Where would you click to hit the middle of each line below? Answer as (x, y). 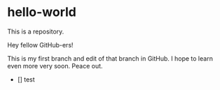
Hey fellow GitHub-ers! (40, 45)
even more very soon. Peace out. (55, 66)
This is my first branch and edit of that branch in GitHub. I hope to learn (110, 58)
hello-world (42, 12)
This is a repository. (36, 31)
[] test (26, 79)
